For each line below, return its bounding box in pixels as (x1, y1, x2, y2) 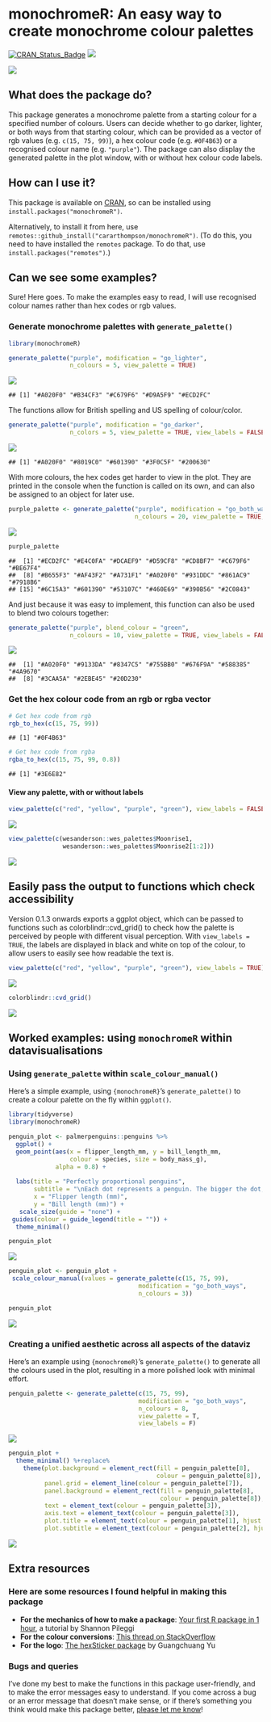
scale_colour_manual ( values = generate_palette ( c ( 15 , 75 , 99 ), (11, 1275, 229, 1283)
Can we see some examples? (8, 271, 157, 284)
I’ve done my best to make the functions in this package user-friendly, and (8, 1678, 256, 1688)
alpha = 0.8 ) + (55, 1162, 106, 1171)
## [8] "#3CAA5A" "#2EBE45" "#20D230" (8, 675, 143, 683)
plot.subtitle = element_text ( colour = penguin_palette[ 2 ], (44, 1524, 251, 1533)
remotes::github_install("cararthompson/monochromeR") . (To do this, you (8, 230, 252, 240)
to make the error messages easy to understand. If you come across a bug (8, 1687, 256, 1697)
